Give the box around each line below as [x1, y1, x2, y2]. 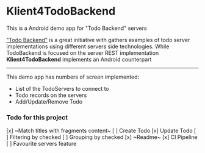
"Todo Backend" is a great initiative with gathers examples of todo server [6, 36, 190, 43]
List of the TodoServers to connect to [15, 85, 110, 92]
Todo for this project [6, 113, 68, 121]
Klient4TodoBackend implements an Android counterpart [6, 55, 152, 63]
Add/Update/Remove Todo [15, 98, 83, 105]
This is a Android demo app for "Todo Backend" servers [6, 24, 148, 32]
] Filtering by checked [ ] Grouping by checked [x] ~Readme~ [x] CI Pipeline [6, 133, 198, 141]
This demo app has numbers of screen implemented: [6, 73, 140, 80]
